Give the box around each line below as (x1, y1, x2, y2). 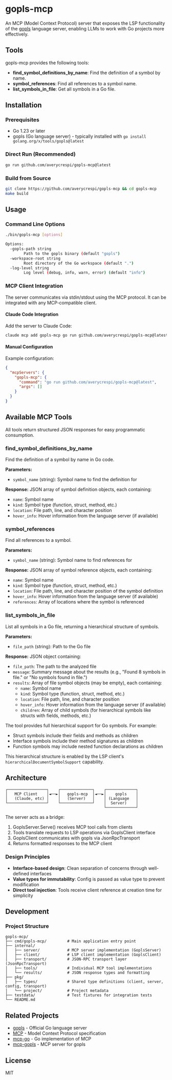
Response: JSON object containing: (5, 653, 81, 660)
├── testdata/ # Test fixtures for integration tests (5, 993, 153, 998)
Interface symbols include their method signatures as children (12, 738, 144, 744)
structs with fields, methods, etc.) (20, 712, 91, 719)
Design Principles (5, 853, 50, 861)
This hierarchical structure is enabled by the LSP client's (5, 753, 124, 759)
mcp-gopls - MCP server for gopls (12, 1041, 86, 1048)
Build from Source (5, 174, 51, 181)
